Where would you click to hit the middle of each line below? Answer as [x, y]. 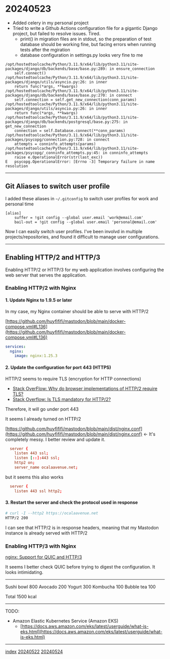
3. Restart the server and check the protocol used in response [72, 502]
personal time [19, 204]
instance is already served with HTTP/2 [46, 533]
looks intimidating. [24, 572]
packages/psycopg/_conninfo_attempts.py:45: [53, 153]
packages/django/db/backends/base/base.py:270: [56, 95]
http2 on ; [25, 463]
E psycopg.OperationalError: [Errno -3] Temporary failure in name [80, 162]
